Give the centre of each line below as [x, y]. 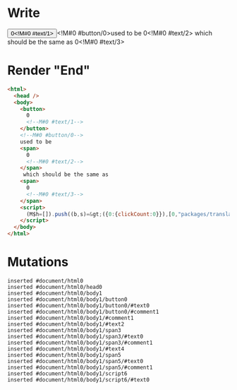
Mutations [38, 262]
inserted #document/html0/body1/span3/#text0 [75, 336]
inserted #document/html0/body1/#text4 [66, 349]
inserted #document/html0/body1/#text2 [66, 324]
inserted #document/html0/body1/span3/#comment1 [80, 343]
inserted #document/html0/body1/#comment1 [71, 318]
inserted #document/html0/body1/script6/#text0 [79, 379]
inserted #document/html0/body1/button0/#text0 [79, 305]
